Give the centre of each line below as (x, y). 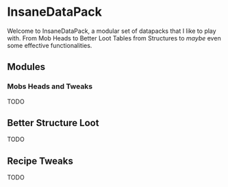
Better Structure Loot (53, 123)
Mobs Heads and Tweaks (50, 86)
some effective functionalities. (50, 45)
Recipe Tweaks (40, 161)
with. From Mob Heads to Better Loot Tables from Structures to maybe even (114, 38)
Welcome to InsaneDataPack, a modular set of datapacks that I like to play (112, 31)
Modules (26, 67)
